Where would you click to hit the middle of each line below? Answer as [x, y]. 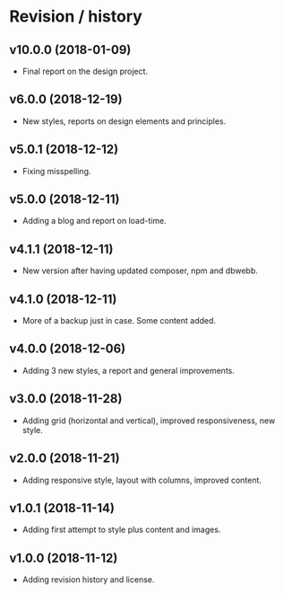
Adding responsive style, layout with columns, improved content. [142, 480]
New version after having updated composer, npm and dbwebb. [140, 270]
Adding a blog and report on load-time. [95, 221]
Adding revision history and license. [88, 580]
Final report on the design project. [85, 71]
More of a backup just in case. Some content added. [119, 321]
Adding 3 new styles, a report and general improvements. [129, 370]
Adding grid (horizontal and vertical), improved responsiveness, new [149, 421]
